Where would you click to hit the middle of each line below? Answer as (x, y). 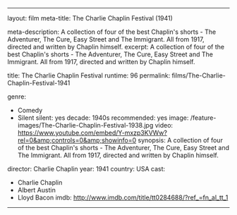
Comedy (30, 110)
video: (164, 125)
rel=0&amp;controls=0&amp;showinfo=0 (77, 140)
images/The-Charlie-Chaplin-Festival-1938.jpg (85, 125)
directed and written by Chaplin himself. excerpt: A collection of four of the (116, 47)
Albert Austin (37, 190)
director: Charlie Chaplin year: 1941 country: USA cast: (86, 169)
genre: (17, 97)
